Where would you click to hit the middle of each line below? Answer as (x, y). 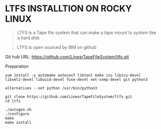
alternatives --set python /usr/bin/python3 (51, 88)
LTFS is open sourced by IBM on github (57, 47)
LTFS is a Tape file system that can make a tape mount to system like (87, 32)
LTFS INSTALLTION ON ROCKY (69, 9)
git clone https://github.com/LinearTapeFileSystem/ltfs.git (69, 97)
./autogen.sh (18, 109)
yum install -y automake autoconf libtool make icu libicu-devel (73, 75)
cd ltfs (13, 101)
